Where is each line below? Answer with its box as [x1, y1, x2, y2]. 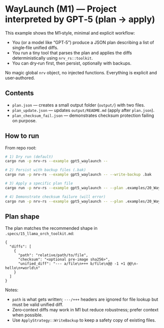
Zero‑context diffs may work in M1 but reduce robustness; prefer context [12, 307, 159, 313]
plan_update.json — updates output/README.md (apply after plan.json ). [12, 107, 155, 113]
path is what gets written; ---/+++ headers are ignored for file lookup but [12, 297, 159, 303]
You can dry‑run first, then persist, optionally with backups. [12, 60, 132, 66]
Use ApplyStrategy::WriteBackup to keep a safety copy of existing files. [12, 317, 156, 323]
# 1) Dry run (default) [5, 154, 54, 159]
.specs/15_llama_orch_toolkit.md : [5, 231, 74, 237]
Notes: [5, 287, 19, 293]
